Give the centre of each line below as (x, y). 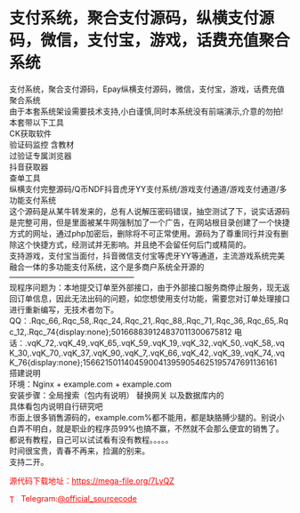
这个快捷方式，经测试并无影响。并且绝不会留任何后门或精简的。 (134, 244)
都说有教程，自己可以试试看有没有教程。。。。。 (91, 439)
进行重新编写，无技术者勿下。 (64, 309)
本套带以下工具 (36, 122)
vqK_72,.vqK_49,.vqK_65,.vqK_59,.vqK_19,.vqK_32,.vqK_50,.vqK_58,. (151, 342)
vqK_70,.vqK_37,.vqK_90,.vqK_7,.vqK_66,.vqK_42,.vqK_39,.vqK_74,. (154, 353)
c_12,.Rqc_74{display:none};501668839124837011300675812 (121, 332)
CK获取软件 (30, 133)
